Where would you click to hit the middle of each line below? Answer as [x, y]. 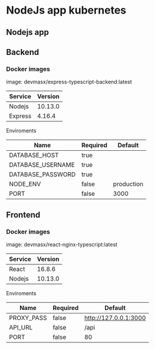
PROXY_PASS [28, 318]
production [128, 184]
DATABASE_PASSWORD [42, 174]
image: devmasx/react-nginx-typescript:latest [62, 244]
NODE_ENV [25, 184]
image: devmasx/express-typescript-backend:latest [69, 82]
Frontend [23, 214]
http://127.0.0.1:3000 [115, 318]
